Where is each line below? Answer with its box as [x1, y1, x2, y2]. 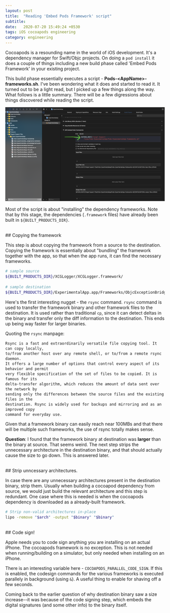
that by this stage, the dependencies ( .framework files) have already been [5, 211, 158, 218]
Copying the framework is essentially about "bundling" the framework [5, 247, 151, 253]
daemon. [5, 356, 22, 361]
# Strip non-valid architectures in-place [5, 509, 96, 515]
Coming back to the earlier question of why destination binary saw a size [5, 591, 157, 597]
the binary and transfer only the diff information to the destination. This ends [5, 315, 165, 322]
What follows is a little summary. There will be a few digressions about [5, 92, 152, 97]
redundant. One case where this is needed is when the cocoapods [5, 494, 144, 500]
